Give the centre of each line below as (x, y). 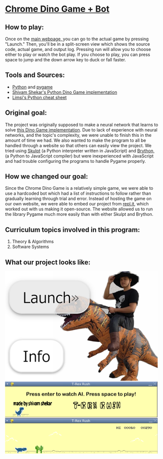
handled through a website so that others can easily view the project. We (78, 145)
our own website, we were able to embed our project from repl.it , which (77, 204)
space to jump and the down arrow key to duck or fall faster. (65, 60)
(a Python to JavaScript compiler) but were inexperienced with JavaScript (79, 156)
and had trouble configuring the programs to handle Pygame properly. (76, 161)
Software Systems (31, 247)
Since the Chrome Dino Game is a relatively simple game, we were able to (79, 188)
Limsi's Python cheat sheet (39, 97)
